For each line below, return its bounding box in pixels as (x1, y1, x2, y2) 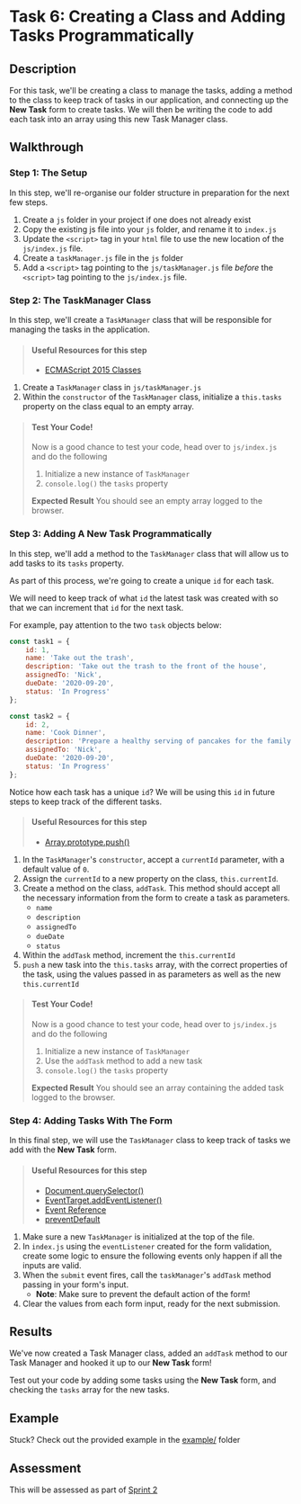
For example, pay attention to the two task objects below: (9, 619, 222, 631)
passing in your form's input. (22, 1279, 128, 1290)
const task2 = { (9, 712, 70, 721)
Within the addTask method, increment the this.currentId (22, 949, 235, 960)
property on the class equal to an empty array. (22, 401, 195, 412)
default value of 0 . (22, 864, 90, 874)
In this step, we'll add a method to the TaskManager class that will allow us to (9, 548, 289, 559)
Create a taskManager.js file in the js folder (22, 252, 184, 263)
